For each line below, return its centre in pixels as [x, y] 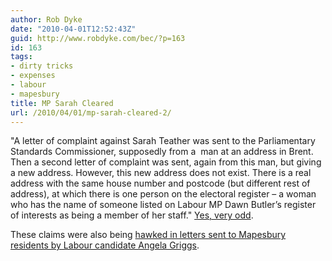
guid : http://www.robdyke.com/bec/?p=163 [98, 38]
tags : [21, 57]
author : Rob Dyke [46, 19]
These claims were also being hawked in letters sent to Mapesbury [148, 235]
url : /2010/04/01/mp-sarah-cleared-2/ [91, 112]
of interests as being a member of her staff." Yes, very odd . [132, 215]
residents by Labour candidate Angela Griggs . [105, 245]
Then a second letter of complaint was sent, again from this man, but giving [166, 162]
